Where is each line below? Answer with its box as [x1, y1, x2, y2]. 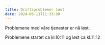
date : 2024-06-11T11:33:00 [5, 12, 60, 16]
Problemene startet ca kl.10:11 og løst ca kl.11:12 [5, 34, 101, 40]
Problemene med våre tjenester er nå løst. [5, 25, 90, 30]
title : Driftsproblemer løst [5, 7, 65, 12]
